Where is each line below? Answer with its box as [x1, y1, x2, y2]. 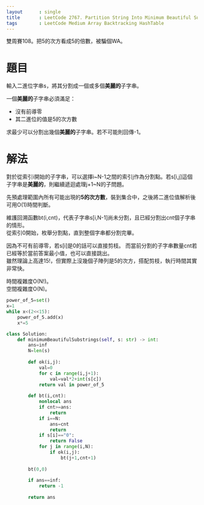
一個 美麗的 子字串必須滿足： [6, 95, 76, 102]
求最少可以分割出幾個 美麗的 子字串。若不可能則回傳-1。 [6, 129, 144, 136]
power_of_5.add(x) [17, 314, 64, 320]
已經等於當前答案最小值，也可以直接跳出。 [6, 250, 113, 257]
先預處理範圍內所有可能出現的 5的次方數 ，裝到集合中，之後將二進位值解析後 [6, 193, 196, 201]
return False [49, 438, 83, 444]
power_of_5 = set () [6, 298, 50, 304]
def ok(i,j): [28, 359, 61, 365]
